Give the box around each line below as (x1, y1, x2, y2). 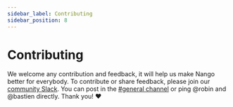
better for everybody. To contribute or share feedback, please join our (7, 78, 210, 86)
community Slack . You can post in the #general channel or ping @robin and (7, 85, 227, 93)
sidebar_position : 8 (7, 17, 68, 24)
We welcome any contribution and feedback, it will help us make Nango (7, 70, 215, 78)
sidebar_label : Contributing (7, 10, 93, 17)
